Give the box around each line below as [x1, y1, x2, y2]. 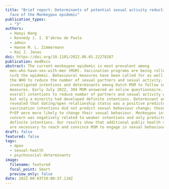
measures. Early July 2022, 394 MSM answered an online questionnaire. [10, 87, 163, 92]
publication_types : [5, 17, 46, 22]
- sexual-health [10, 148, 44, 153]
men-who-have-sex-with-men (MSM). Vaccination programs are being [10, 69, 152, 74]
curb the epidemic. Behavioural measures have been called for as [10, 73, 152, 78]
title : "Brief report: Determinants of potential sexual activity [5, 7, 147, 13]
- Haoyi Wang [10, 31, 37, 36]
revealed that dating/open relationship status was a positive [10, 101, 145, 106]
